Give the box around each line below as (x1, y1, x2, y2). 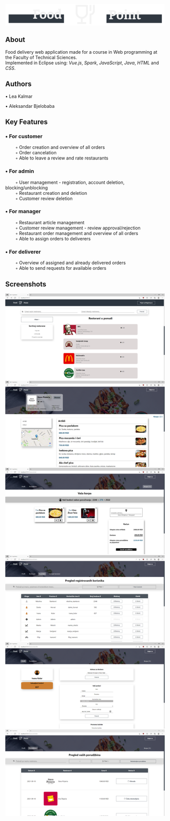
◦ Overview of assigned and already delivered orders (15, 260, 126, 266)
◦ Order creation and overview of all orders (15, 144, 105, 150)
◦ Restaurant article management (15, 219, 84, 225)
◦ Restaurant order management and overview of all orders (15, 230, 138, 236)
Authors (5, 80, 32, 89)
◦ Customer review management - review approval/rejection (15, 225, 141, 231)
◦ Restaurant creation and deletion (15, 190, 88, 196)
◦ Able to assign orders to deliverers (15, 235, 91, 241)
